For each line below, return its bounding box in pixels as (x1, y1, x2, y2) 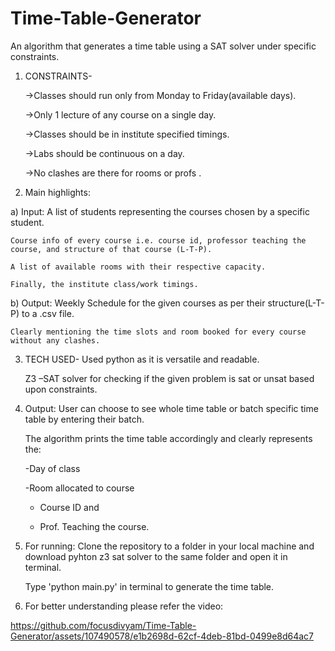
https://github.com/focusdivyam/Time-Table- (10, 619, 197, 631)
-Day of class (24, 462, 81, 474)
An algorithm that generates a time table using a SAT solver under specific (10, 40, 317, 52)
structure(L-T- (267, 297, 325, 309)
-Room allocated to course (24, 482, 135, 494)
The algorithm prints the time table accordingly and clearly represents (24, 432, 313, 444)
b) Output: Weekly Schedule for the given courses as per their (10, 297, 266, 309)
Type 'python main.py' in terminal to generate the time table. (24, 580, 275, 592)
